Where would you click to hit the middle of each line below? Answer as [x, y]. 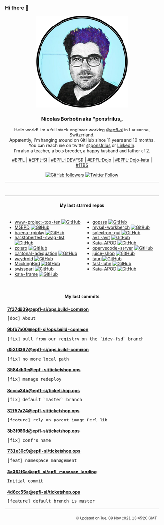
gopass [100, 222]
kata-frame [26, 274]
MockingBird [27, 263]
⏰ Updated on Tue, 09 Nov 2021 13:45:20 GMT [116, 518]
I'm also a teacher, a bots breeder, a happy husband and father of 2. [82, 150]
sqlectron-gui [106, 232]
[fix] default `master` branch [44, 400]
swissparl [24, 269]
